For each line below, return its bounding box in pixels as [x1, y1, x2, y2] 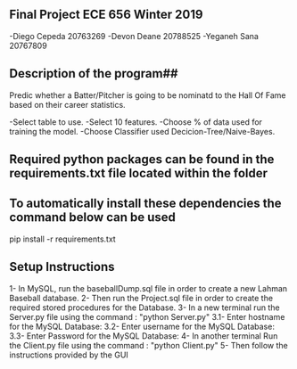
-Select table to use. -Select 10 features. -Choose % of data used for [9, 116, 263, 127]
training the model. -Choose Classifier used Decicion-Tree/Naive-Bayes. [9, 126, 276, 136]
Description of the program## [9, 66, 178, 81]
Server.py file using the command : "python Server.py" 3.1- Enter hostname [9, 311, 285, 322]
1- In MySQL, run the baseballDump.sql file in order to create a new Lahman [9, 283, 288, 293]
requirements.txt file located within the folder [9, 166, 268, 181]
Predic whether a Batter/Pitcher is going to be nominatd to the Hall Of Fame [9, 89, 286, 101]
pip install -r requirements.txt [9, 234, 116, 244]
